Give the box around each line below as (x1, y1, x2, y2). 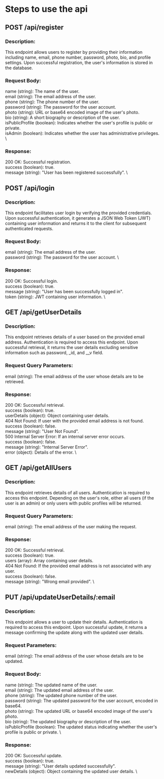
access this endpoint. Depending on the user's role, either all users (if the (5, 495, 154, 501)
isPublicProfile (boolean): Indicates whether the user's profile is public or (5, 120, 153, 126)
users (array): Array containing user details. (5, 558, 94, 564)
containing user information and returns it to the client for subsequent (5, 221, 147, 227)
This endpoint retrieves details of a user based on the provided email (5, 334, 145, 340)
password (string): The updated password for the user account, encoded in (5, 698, 159, 703)
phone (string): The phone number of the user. (5, 99, 99, 105)
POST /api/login (5, 184, 55, 192)
